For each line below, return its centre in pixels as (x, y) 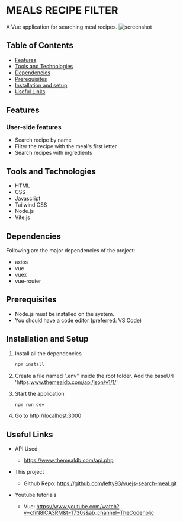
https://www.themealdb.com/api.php (68, 460)
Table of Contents (40, 46)
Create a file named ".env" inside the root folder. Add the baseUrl (94, 376)
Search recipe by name (43, 140)
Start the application (39, 393)
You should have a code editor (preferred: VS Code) (78, 320)
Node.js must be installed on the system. (64, 314)
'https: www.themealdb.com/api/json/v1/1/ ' (66, 382)
